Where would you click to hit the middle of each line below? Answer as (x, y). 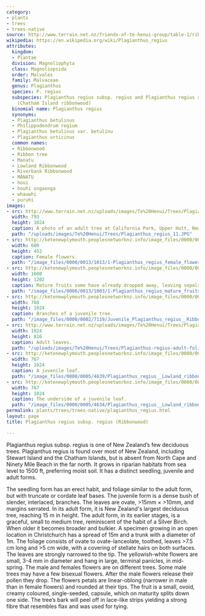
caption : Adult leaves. (42, 342)
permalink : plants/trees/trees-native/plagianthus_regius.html (88, 411)
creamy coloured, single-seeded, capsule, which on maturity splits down (98, 593)
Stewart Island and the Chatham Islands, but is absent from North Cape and (101, 457)
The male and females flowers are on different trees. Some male (106, 567)
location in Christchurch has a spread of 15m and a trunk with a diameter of (101, 535)
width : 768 (26, 302)
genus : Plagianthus (37, 86)
